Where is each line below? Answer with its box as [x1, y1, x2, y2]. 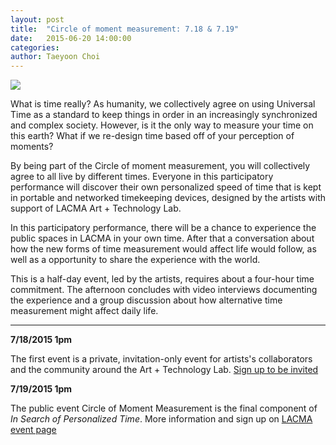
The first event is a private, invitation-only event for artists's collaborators [10, 353, 313, 365]
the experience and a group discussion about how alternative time [10, 294, 283, 306]
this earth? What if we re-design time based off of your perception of [10, 130, 295, 142]
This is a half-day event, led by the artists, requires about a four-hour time [10, 273, 315, 285]
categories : [10, 42, 60, 53]
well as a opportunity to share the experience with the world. [10, 254, 261, 266]
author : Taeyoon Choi [10, 52, 101, 62]
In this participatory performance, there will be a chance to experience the [10, 222, 317, 234]
